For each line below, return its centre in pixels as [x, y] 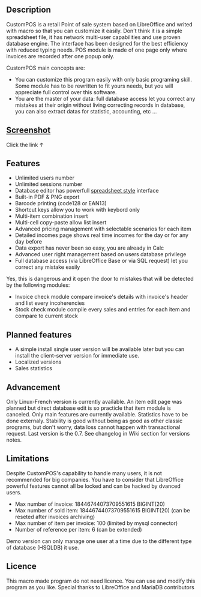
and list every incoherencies [50, 303]
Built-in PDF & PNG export [47, 197]
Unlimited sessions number [49, 184]
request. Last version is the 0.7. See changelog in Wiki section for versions [98, 434]
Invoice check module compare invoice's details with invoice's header [101, 297]
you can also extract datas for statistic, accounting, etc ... [86, 111]
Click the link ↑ [25, 145]
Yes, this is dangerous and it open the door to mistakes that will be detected [100, 279]
